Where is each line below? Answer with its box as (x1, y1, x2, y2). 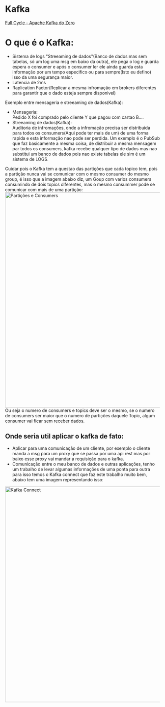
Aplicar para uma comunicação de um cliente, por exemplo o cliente (12, 445, 151, 451)
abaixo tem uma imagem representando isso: (12, 476, 104, 482)
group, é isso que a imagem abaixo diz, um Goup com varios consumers (5, 176, 152, 182)
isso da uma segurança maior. (12, 74, 74, 80)
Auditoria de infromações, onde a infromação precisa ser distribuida (12, 125, 151, 131)
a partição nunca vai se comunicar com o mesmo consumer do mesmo (5, 171, 149, 177)
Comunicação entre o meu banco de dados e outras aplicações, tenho (12, 461, 155, 467)
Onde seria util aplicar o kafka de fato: (5, 432, 124, 440)
